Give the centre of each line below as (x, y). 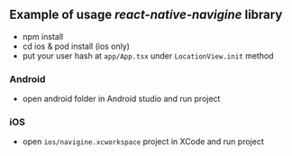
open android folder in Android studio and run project (121, 99)
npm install (43, 36)
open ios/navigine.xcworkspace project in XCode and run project (143, 142)
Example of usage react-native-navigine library (146, 15)
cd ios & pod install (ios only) (76, 46)
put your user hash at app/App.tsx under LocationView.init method (148, 55)
